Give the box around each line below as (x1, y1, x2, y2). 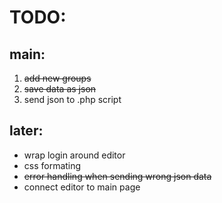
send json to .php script (23, 94, 122, 105)
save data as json (23, 83, 97, 95)
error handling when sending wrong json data (23, 170, 212, 182)
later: (9, 122, 44, 140)
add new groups (23, 72, 92, 84)
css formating (23, 159, 82, 171)
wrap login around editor (23, 149, 126, 161)
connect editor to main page (23, 181, 141, 193)
